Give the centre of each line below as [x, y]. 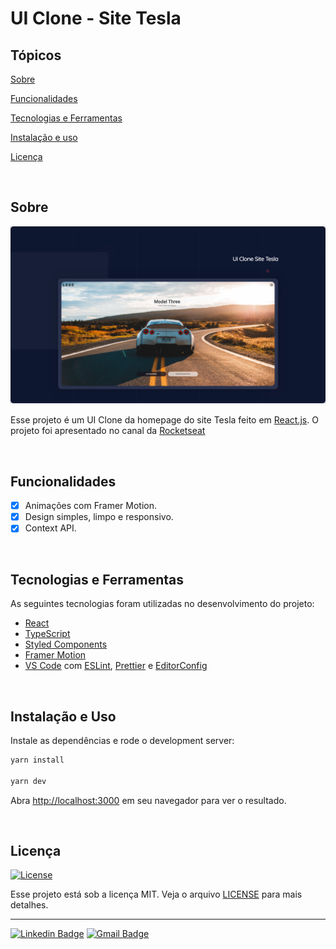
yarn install [37, 760]
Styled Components [66, 644]
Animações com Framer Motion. [91, 506]
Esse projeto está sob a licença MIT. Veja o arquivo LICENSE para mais [156, 894]
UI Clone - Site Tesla [96, 18]
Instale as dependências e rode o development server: [122, 740]
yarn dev [28, 781]
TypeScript [47, 634]
